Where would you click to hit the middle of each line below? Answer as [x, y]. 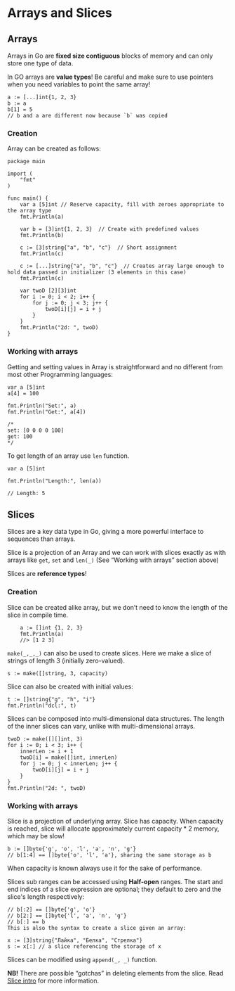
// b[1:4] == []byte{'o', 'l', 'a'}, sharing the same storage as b [109, 855]
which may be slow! [36, 836]
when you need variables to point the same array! [79, 84]
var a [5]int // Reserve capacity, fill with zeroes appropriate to [122, 205]
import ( [20, 174]
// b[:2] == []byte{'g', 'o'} [52, 909]
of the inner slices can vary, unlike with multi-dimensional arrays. [101, 726]
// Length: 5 [26, 493]
